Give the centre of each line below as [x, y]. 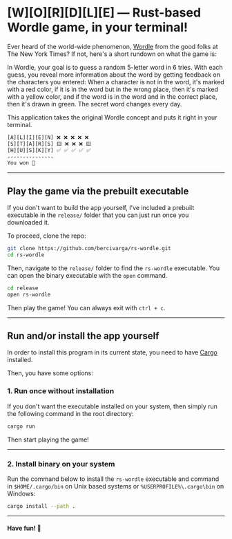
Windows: [21, 493]
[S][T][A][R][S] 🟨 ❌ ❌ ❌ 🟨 [49, 144]
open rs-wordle [29, 294]
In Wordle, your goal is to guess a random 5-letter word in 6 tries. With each [115, 67]
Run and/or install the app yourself [83, 336]
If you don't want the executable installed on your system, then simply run [112, 406]
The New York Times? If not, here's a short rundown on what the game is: [112, 54]
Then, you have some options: [50, 373]
